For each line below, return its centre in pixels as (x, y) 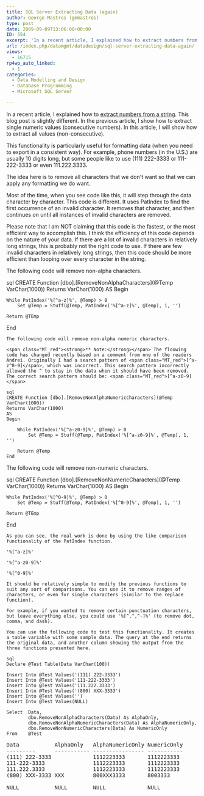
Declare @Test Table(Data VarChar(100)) (58, 664)
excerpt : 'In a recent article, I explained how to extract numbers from (102, 40)
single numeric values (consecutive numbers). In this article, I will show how (102, 127)
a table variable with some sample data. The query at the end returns (99, 637)
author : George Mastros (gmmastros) (53, 18)
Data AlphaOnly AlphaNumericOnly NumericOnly (95, 745)
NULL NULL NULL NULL (83, 787)
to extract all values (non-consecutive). (55, 133)
